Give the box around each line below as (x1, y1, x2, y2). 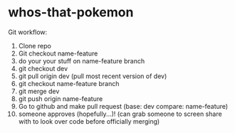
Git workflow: (8, 28, 48, 36)
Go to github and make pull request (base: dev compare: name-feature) (18, 102, 229, 110)
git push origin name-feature (18, 94, 103, 103)
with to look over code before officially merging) (18, 117, 160, 125)
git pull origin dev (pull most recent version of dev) (18, 72, 167, 80)
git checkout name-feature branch (18, 79, 120, 87)
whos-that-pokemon (8, 4, 134, 21)
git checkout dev (18, 64, 68, 73)
